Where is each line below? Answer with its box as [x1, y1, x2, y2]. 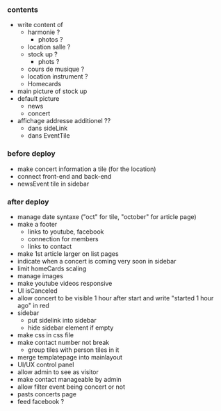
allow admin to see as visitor [17, 367, 99, 376]
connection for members [27, 234, 99, 243]
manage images [17, 271, 64, 280]
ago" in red [17, 301, 50, 309]
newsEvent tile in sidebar [17, 179, 90, 188]
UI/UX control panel [17, 360, 74, 369]
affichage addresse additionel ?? [17, 117, 111, 125]
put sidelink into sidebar [27, 316, 97, 324]
